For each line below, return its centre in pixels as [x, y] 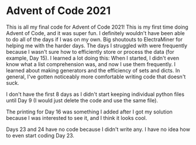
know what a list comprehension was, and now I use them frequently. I [91, 64]
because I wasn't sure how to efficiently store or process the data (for [90, 51]
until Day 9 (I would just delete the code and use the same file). [82, 100]
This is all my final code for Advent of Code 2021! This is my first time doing [97, 27]
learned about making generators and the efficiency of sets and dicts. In [93, 70]
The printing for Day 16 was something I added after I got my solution [89, 112]
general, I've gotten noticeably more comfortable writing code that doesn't [96, 77]
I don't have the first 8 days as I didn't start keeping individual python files [95, 94]
